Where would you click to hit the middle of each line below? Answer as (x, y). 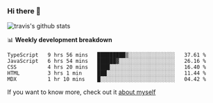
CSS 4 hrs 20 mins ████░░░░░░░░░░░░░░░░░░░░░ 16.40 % (107, 67)
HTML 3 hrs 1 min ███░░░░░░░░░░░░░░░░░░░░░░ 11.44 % (107, 73)
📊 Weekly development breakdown (60, 40)
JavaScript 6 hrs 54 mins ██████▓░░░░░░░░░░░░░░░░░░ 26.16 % (107, 62)
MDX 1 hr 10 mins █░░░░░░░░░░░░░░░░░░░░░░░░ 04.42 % (107, 79)
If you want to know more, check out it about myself (82, 92)
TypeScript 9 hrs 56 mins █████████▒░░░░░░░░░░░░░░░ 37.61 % (107, 55)
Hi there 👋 (24, 11)
